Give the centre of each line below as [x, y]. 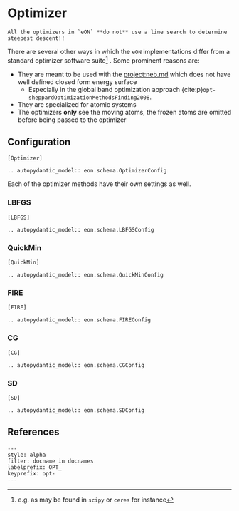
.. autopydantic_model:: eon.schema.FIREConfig [79, 320]
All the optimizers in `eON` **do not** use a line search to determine [117, 32]
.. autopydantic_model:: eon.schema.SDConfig [76, 410]
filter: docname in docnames [51, 461]
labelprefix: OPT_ [34, 467]
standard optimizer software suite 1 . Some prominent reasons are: [104, 60]
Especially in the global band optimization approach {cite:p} [116, 89]
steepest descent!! [36, 38]
